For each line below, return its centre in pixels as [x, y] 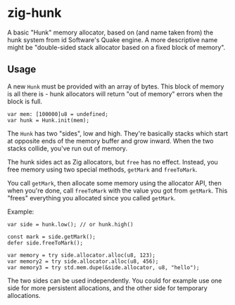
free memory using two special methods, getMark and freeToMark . [102, 169]
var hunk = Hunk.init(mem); [49, 120]
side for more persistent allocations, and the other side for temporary [107, 288]
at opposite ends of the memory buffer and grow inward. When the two [110, 141]
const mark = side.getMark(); [52, 237]
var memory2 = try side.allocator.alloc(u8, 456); [83, 261]
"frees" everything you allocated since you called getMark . [91, 197]
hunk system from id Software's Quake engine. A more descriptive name [113, 39]
